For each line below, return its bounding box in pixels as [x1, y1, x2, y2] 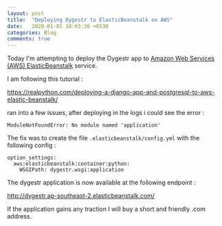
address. [7, 212, 32, 221]
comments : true [7, 36, 51, 42]
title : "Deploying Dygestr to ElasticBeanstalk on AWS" [7, 16, 173, 23]
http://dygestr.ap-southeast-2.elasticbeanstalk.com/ [7, 192, 156, 200]
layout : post [7, 10, 45, 17]
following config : [7, 141, 56, 149]
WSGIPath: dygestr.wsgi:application [19, 166, 125, 173]
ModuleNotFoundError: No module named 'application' [7, 122, 161, 129]
